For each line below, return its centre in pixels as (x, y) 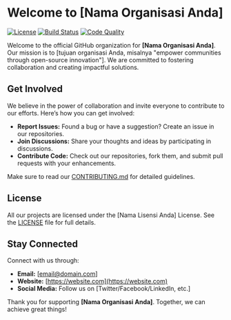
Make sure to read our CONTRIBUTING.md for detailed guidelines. (101, 176)
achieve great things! (37, 310)
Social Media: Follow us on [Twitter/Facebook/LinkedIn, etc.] (104, 289)
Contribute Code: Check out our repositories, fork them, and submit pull (120, 156)
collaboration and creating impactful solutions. (73, 67)
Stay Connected (42, 244)
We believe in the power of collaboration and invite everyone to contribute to (116, 106)
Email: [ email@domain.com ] (57, 274)
